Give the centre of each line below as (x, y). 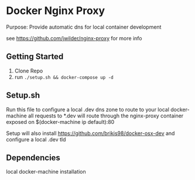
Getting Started (35, 57)
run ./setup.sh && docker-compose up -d (64, 77)
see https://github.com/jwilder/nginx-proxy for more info (74, 38)
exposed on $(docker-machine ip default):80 (60, 122)
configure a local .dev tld (36, 139)
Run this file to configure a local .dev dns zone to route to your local (88, 109)
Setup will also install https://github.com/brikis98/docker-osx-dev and (90, 133)
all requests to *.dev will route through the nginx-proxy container (106, 116)
